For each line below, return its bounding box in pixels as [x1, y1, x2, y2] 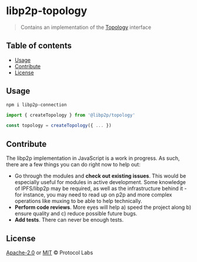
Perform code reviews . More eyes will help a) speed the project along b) [14, 204, 192, 211]
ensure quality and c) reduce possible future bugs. [14, 210, 138, 217]
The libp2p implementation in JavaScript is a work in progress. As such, [6, 155, 181, 162]
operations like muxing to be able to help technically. [14, 198, 142, 205]
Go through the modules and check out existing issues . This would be [14, 172, 186, 179]
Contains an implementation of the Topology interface [20, 24, 152, 31]
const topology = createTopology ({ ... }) [6, 123, 112, 129]
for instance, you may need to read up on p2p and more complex [14, 191, 172, 198]
